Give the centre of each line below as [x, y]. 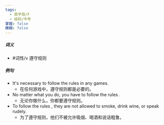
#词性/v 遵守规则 [29, 58]
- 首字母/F [20, 14]
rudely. [19, 112]
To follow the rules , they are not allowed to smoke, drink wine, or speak [86, 106]
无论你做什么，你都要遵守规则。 [52, 101]
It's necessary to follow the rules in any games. [60, 83]
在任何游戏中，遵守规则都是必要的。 [57, 89]
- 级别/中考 [20, 19]
